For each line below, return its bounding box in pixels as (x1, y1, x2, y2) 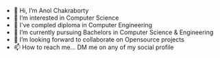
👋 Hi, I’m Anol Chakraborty (13, 7, 89, 14)
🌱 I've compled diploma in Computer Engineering (13, 21, 153, 29)
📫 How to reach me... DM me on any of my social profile (13, 43, 174, 51)
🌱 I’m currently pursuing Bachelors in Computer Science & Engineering (13, 28, 214, 36)
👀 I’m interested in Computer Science (13, 14, 119, 22)
